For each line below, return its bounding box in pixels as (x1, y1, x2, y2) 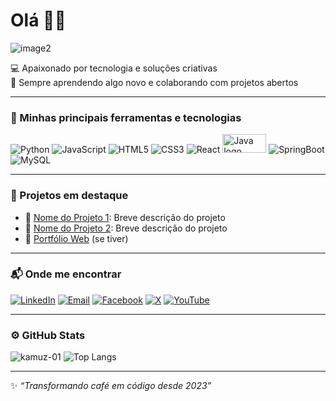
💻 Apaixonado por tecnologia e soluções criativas (10, 62, 218, 74)
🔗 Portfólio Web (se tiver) (24, 232, 129, 244)
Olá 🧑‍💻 (10, 9, 67, 32)
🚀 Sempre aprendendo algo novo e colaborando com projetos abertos (10, 76, 299, 88)
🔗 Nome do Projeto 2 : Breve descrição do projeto (24, 222, 228, 234)
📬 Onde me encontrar (10, 267, 122, 281)
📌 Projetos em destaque (10, 189, 129, 203)
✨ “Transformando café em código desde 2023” (10, 380, 212, 392)
